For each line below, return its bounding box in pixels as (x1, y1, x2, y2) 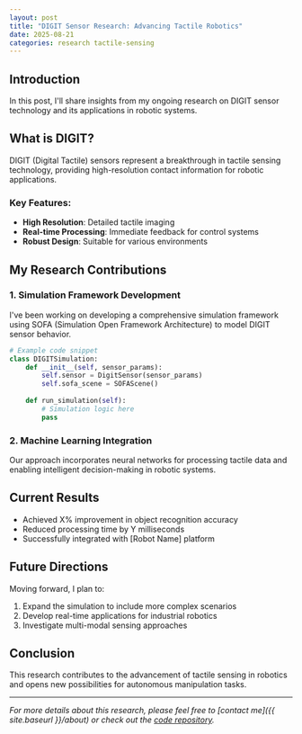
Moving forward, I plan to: (9, 583, 105, 594)
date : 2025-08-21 (9, 30, 75, 39)
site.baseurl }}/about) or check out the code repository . (9, 714, 215, 725)
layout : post (9, 13, 58, 22)
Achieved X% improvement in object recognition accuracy (22, 514, 238, 524)
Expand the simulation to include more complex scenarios (22, 600, 237, 612)
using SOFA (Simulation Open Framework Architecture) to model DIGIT (9, 318, 271, 329)
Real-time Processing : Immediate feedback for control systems (22, 227, 259, 237)
